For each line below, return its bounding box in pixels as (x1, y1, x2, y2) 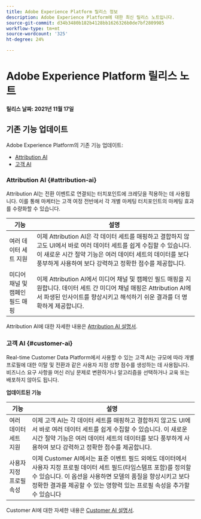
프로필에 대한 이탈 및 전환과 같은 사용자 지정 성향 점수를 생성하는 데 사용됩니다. (6, 361, 190, 368)
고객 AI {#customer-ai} (6, 339, 73, 347)
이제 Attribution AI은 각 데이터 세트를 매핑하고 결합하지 (36, 233, 182, 241)
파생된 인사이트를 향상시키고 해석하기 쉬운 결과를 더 (44, 293, 181, 301)
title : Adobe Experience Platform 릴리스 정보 (6, 8, 118, 15)
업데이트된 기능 (6, 389, 42, 396)
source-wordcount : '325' (6, 31, 68, 37)
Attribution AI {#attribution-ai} (6, 176, 97, 184)
